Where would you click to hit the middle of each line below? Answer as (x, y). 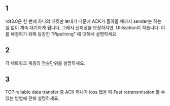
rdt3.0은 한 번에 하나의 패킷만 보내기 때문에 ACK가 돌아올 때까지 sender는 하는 (83, 21)
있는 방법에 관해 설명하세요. (32, 98)
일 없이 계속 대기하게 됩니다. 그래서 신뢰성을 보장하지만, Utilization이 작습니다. (82, 27)
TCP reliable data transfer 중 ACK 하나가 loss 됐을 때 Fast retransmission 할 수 (85, 92)
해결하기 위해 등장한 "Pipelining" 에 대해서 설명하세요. (64, 34)
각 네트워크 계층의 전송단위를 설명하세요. (45, 63)
